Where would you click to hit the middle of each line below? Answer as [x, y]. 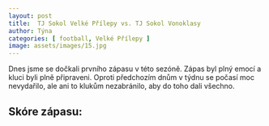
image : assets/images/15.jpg [58, 46]
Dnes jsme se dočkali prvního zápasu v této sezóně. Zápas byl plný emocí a [135, 69]
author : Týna [30, 31]
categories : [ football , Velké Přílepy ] [79, 38]
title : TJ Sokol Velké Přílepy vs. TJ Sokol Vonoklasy [105, 23]
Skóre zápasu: [45, 111]
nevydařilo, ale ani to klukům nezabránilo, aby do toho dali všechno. [122, 86]
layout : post [30, 16]
